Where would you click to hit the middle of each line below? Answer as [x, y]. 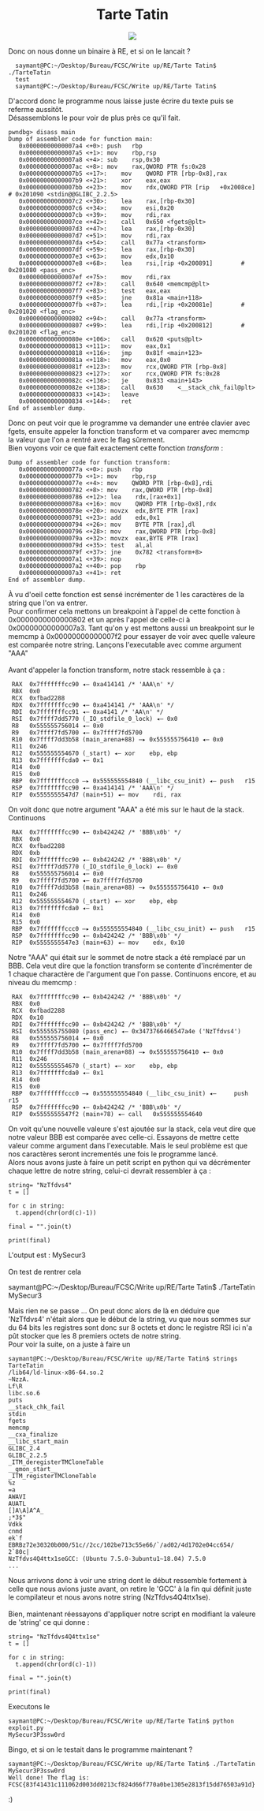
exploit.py [26, 1728]
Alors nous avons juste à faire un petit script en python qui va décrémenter [129, 1162]
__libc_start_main [38, 1441]
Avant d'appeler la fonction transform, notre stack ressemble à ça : [117, 670]
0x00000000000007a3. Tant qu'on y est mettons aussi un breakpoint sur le [131, 628]
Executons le [29, 1706]
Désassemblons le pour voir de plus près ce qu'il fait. [95, 118]
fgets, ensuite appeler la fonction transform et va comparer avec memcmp [129, 431]
